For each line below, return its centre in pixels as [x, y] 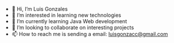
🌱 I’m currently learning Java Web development [69, 21]
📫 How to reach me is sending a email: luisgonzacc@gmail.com [90, 34]
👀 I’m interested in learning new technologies [66, 15]
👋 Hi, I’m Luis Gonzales [40, 9]
